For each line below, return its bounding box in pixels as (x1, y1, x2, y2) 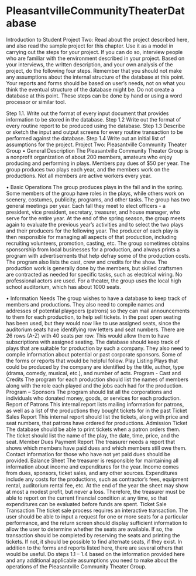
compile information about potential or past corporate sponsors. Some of (6, 351, 183, 358)
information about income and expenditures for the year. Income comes (6, 463, 179, 470)
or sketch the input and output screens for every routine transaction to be (6, 128, 183, 136)
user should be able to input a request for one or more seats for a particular (6, 513, 188, 520)
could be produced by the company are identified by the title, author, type (6, 363, 184, 370)
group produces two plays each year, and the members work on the (6, 166, 170, 173)
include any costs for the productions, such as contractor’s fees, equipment (6, 476, 188, 483)
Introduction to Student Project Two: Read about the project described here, (6, 36, 189, 43)
